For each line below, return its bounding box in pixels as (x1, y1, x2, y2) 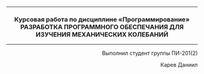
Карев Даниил (160, 61, 198, 69)
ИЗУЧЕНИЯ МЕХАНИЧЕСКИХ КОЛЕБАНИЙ (35, 30, 169, 39)
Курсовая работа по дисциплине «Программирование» (14, 15, 190, 23)
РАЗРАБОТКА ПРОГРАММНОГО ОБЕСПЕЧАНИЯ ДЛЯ (20, 22, 184, 31)
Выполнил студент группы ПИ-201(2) (102, 49, 198, 57)
